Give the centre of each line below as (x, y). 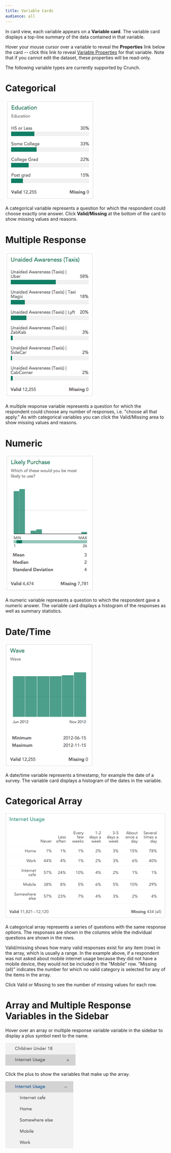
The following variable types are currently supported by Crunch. (73, 67)
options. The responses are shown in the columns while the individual (79, 932)
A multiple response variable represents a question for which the (73, 406)
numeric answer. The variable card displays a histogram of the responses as (86, 606)
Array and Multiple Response (68, 1006)
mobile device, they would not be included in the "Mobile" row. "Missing (81, 964)
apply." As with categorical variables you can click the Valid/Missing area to (85, 417)
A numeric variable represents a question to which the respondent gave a (82, 600)
